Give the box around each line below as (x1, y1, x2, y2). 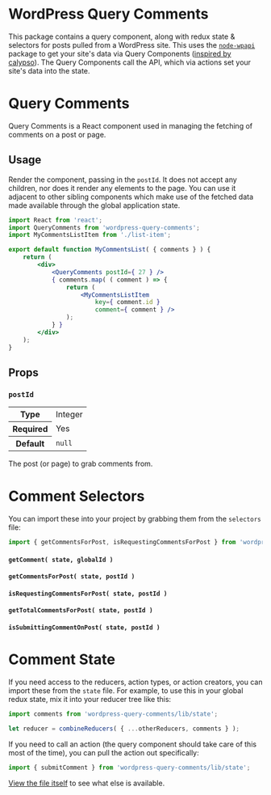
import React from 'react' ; (8, 216, 103, 224)
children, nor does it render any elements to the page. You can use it (8, 183, 236, 192)
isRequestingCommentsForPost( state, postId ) (8, 590, 168, 598)
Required (12, 424, 48, 435)
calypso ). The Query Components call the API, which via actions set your (8, 57, 252, 67)
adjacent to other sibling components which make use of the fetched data (8, 192, 254, 201)
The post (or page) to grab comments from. (8, 459, 153, 469)
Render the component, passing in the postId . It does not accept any (8, 175, 238, 184)
